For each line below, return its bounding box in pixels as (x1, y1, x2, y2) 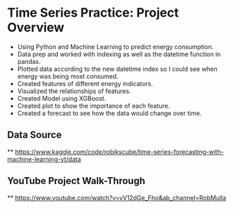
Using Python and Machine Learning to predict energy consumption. (17, 42, 214, 51)
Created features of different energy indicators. (17, 79, 153, 87)
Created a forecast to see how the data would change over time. (17, 109, 202, 117)
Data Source (7, 129, 62, 141)
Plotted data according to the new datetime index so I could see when (17, 65, 218, 73)
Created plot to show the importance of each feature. (17, 101, 170, 110)
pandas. (17, 57, 41, 65)
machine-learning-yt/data (7, 155, 81, 163)
